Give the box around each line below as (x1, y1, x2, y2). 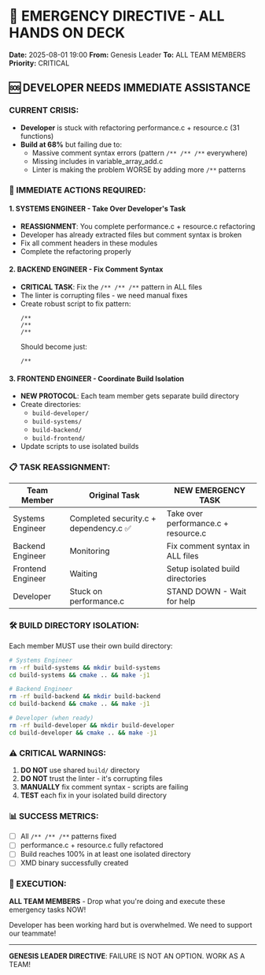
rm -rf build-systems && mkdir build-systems (9, 663, 160, 671)
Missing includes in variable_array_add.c (31, 156, 164, 166)
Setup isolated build (166, 563, 241, 574)
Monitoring (69, 546, 110, 557)
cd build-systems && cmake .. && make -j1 (9, 671, 150, 679)
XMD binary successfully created (20, 858, 129, 868)
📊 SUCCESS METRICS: (9, 810, 99, 821)
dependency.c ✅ (69, 523, 132, 534)
